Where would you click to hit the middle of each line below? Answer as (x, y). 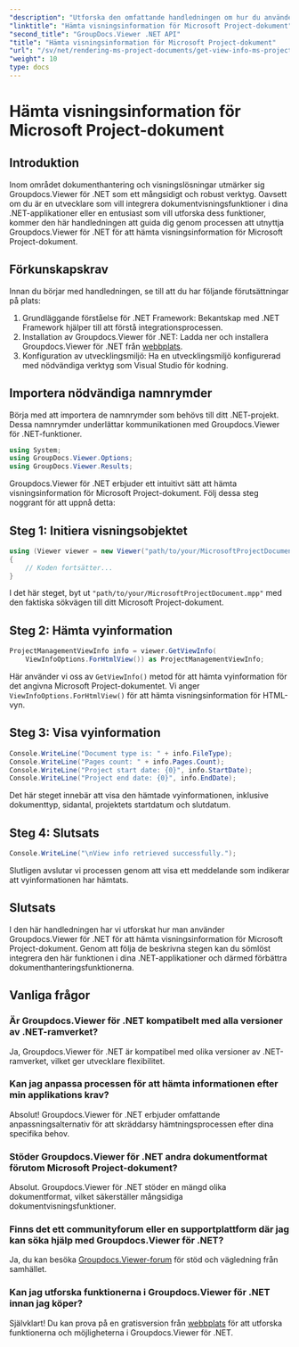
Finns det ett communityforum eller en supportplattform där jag (149, 1229)
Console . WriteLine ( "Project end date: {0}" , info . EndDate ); (123, 778)
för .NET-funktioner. (46, 434)
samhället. (28, 1269)
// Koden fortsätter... (69, 567)
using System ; (36, 450)
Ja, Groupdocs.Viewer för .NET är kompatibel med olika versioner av (135, 1051)
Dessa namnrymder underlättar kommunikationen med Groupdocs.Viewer (145, 424)
